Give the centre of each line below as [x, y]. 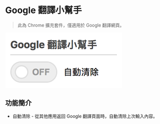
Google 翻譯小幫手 [43, 10]
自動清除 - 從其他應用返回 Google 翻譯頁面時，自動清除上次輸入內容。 [85, 116]
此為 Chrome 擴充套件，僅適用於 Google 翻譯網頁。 [71, 25]
